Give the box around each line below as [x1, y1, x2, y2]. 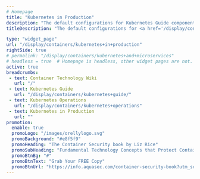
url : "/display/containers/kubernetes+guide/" [14, 92, 132, 98]
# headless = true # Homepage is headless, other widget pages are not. [6, 58, 193, 64]
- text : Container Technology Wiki [8, 75, 97, 81]
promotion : [6, 119, 33, 125]
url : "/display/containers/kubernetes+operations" [14, 103, 143, 109]
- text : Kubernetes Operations [8, 97, 86, 103]
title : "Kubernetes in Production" [6, 14, 95, 20]
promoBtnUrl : [11, 163, 44, 170]
